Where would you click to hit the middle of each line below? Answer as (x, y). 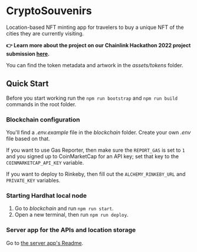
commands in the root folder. (41, 104)
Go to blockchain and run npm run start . (64, 208)
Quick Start (27, 84)
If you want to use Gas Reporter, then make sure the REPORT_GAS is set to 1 (96, 150)
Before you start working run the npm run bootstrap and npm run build (92, 98)
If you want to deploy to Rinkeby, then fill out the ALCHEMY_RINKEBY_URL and (96, 174)
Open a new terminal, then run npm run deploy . (71, 215)
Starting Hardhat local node (47, 195)
